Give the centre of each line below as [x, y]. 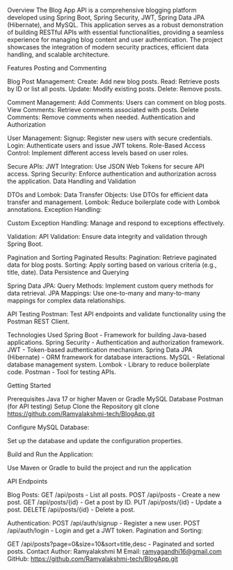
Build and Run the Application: [50, 454]
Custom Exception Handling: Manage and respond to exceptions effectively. [116, 223]
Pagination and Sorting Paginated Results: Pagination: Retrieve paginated [112, 257]
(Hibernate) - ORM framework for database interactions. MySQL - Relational [116, 357]
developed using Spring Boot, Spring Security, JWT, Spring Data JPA [106, 17]
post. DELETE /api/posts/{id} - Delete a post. [71, 509]
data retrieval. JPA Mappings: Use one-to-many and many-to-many [104, 293]
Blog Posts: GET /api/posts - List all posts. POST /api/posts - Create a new [114, 495]
